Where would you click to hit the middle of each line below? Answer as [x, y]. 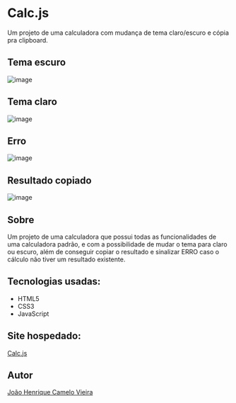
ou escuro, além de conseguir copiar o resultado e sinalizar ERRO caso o [113, 252]
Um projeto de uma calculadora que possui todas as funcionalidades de [112, 237]
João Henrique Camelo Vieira [50, 392]
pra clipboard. [28, 40]
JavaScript [33, 314]
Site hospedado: [44, 336]
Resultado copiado [49, 180]
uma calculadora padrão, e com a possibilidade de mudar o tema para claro [117, 244]
